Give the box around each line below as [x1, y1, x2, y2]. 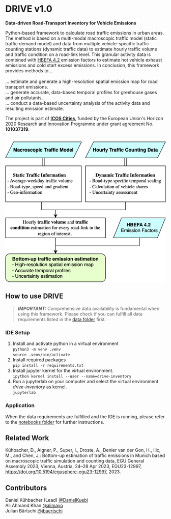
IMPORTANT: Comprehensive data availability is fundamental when [17, 305, 160, 311]
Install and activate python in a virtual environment [12, 340, 119, 347]
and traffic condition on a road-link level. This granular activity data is [5, 51, 151, 57]
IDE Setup [5, 329, 31, 336]
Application [5, 402, 35, 409]
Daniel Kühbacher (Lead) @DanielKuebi [5, 497, 88, 503]
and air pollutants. [5, 95, 43, 101]
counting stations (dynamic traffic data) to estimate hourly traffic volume [5, 46, 158, 52]
